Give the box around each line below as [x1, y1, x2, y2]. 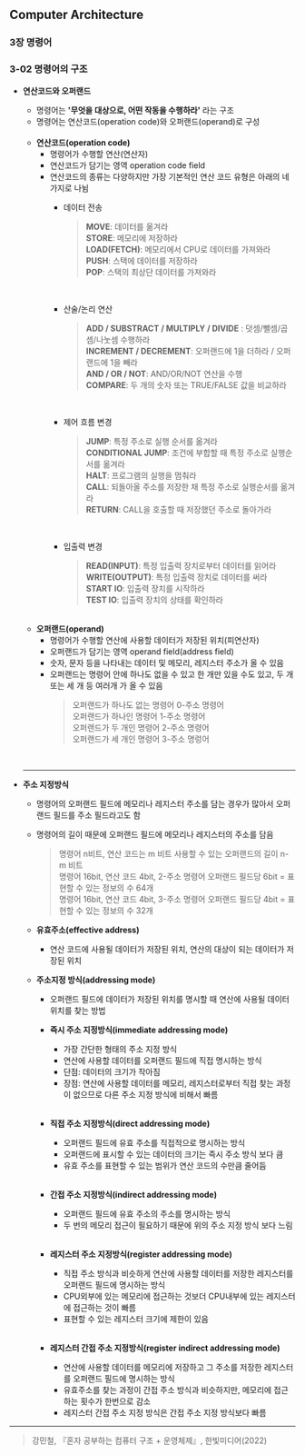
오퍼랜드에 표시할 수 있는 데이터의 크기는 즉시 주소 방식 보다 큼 [63, 1149, 284, 1160]
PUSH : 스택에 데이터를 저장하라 [85, 254, 198, 266]
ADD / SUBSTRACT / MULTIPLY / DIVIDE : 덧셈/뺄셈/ [85, 323, 281, 334]
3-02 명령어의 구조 [9, 63, 88, 75]
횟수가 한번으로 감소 [80, 1395, 152, 1407]
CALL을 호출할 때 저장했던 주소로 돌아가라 [123, 503, 272, 514]
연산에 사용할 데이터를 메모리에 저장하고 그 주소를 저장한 [63, 1361, 262, 1372]
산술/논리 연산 [63, 304, 113, 314]
